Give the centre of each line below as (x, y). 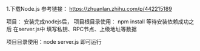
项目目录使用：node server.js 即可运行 (54, 42)
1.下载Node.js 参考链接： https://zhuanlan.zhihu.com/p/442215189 (89, 9)
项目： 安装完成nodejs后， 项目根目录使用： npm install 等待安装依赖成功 (98, 22)
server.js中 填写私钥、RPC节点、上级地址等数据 (78, 29)
